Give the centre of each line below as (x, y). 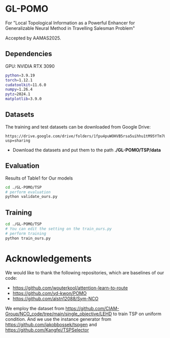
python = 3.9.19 (20, 75)
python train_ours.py (28, 238)
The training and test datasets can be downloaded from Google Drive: (78, 126)
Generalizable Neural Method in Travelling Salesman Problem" (70, 28)
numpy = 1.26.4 (19, 90)
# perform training (26, 233)
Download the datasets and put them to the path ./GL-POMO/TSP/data (87, 150)
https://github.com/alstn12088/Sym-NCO (55, 299)
